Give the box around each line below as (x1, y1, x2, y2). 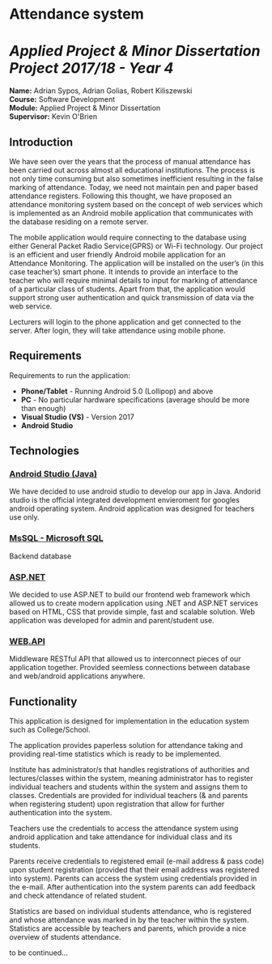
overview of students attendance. (9, 932, 121, 942)
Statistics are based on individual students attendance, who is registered (9, 907, 252, 916)
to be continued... (9, 948, 68, 958)
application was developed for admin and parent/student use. (9, 616, 215, 626)
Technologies (9, 444, 80, 458)
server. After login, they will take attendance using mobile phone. (9, 325, 226, 335)
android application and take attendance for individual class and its (9, 832, 233, 842)
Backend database (9, 551, 72, 561)
